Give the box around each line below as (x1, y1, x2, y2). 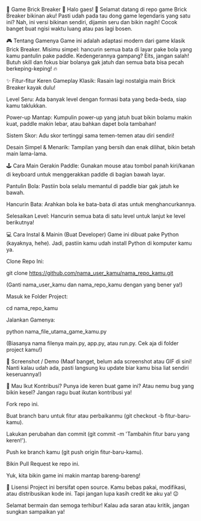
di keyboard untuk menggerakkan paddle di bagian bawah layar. (6, 171, 165, 178)
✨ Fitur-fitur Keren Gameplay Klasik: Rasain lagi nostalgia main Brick (6, 77, 176, 84)
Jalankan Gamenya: (6, 316, 55, 323)
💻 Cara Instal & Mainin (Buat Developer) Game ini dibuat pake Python (6, 231, 179, 238)
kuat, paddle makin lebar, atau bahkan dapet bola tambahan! (6, 120, 156, 127)
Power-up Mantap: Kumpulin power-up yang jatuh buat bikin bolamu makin (6, 114, 192, 121)
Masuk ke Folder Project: (6, 293, 68, 300)
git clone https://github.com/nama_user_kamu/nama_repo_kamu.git (6, 270, 173, 276)
